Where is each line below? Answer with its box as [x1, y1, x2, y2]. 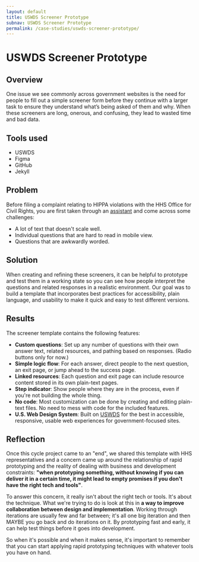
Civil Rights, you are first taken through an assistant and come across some [6, 207, 191, 215]
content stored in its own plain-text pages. [14, 379, 119, 386]
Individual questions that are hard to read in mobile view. [14, 231, 153, 238]
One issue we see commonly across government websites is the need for [6, 91, 186, 98]
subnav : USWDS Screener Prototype [6, 20, 92, 26]
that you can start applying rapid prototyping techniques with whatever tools [6, 543, 194, 550]
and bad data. [6, 116, 40, 123]
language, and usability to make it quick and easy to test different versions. [6, 296, 190, 303]
